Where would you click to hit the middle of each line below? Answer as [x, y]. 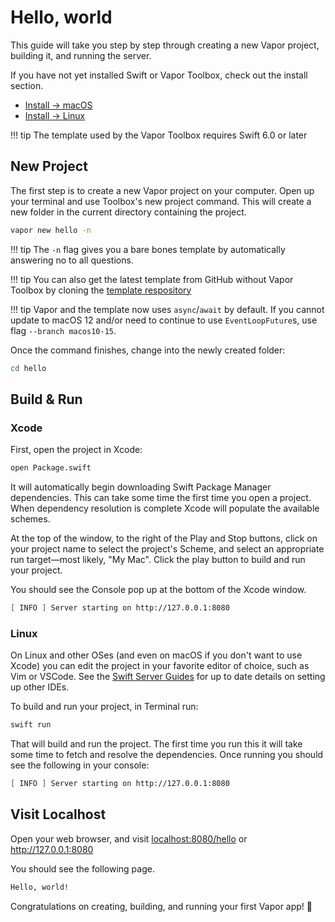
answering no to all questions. [72, 260]
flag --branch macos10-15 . [63, 330]
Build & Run [46, 399]
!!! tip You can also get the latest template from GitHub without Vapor [152, 279]
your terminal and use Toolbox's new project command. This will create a [161, 201]
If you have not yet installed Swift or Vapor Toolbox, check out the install [159, 75]
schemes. [30, 519]
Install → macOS [58, 105]
